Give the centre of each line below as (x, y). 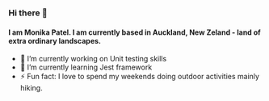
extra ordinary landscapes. (55, 40)
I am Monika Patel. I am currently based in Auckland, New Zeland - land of (134, 32)
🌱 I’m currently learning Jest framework (86, 67)
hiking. (31, 88)
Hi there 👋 (28, 13)
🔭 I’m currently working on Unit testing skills (93, 59)
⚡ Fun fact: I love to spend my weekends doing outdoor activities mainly (140, 77)
